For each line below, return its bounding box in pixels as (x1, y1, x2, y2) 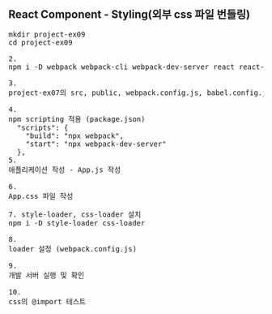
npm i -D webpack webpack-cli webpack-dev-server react (8, 62, 235, 71)
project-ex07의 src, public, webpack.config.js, (8, 88, 203, 97)
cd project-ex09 (8, 37, 73, 47)
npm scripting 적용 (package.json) (8, 114, 146, 123)
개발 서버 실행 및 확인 (8, 270, 85, 280)
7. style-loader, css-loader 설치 (8, 209, 142, 219)
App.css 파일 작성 (8, 191, 74, 200)
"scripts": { (16, 123, 69, 132)
